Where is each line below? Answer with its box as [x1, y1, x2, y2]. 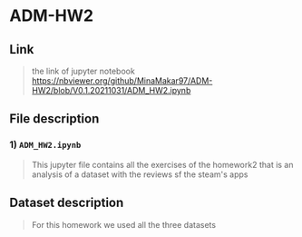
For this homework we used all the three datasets [31, 219, 216, 230]
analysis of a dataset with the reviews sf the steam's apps [31, 169, 248, 180]
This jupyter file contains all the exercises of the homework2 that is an [31, 159, 294, 170]
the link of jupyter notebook [31, 65, 136, 76]
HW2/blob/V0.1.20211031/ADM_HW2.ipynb [31, 85, 191, 95]
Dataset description [9, 195, 124, 211]
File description [9, 111, 100, 127]
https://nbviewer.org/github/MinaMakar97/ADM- [31, 75, 213, 86]
